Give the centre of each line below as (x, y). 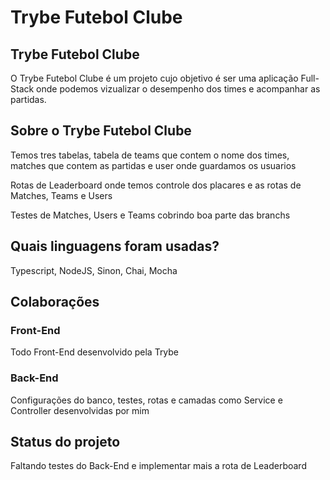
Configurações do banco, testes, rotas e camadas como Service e (146, 400)
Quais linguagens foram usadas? (115, 246)
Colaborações (55, 302)
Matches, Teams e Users (61, 195)
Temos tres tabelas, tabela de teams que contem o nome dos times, (150, 155)
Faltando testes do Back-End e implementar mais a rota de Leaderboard (158, 466)
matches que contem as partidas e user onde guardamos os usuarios (153, 165)
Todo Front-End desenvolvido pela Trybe (95, 352)
